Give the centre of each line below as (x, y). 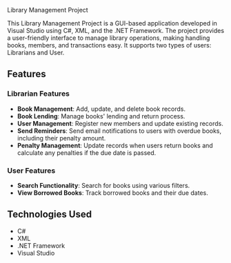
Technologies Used (49, 214)
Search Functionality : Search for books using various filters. (103, 185)
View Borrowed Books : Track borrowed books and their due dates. (112, 193)
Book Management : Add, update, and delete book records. (101, 109)
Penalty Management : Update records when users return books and (115, 145)
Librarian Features (39, 94)
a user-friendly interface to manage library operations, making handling (109, 38)
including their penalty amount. (61, 138)
